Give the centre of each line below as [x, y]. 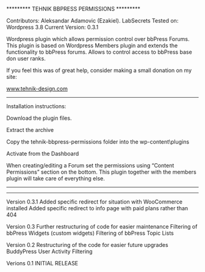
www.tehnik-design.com [37, 89]
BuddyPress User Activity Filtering [49, 251]
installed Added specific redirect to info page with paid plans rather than [97, 208]
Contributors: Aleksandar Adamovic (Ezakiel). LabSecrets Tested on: [92, 20]
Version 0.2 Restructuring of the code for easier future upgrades [88, 245]
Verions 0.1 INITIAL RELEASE [42, 263]
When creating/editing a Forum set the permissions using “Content [90, 165]
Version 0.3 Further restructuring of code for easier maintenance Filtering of [102, 226]
